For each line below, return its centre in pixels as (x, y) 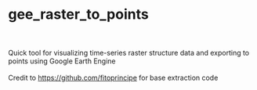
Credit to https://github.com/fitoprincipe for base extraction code (113, 77)
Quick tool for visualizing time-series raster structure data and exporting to (129, 52)
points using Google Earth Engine (62, 61)
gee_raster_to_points (78, 14)
